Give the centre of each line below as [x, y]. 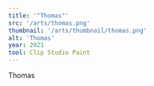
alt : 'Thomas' [32, 38]
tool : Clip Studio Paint [49, 53]
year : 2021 [26, 45]
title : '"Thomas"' [38, 16]
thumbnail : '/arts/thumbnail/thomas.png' [78, 30]
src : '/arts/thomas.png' [49, 23]
